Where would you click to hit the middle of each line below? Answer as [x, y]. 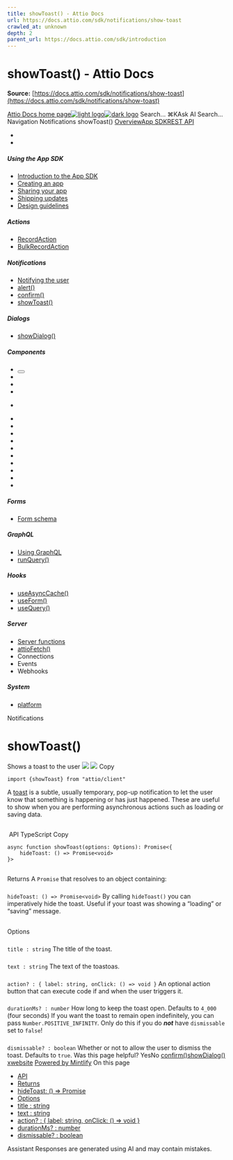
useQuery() [34, 608]
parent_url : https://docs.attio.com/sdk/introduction [87, 40]
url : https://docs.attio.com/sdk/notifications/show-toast [95, 20]
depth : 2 [20, 33]
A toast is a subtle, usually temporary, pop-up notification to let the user [110, 792]
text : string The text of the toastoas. [64, 966]
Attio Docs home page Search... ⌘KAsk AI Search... [115, 114]
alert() [26, 287]
